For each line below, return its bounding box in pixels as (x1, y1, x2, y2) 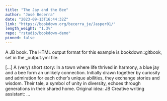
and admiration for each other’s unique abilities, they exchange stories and (5, 75, 160, 81)
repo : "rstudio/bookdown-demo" (5, 31, 71, 36)
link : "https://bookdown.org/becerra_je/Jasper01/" (5, 21, 116, 27)
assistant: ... (5, 91, 30, 97)
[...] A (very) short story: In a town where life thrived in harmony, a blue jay (5, 64, 159, 70)
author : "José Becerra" (5, 12, 55, 17)
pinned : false (5, 36, 35, 41)
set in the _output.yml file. (5, 54, 59, 60)
